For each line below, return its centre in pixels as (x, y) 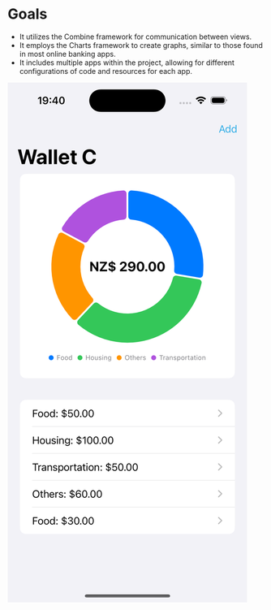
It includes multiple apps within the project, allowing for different (127, 63)
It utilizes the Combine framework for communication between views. (135, 37)
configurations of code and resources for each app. (105, 71)
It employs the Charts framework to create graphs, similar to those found (141, 45)
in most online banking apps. (67, 54)
